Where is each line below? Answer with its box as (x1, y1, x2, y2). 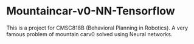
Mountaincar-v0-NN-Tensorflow (6, 4, 175, 18)
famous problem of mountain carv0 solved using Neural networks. (6, 30, 173, 37)
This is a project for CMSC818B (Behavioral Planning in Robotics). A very (6, 24, 189, 31)
